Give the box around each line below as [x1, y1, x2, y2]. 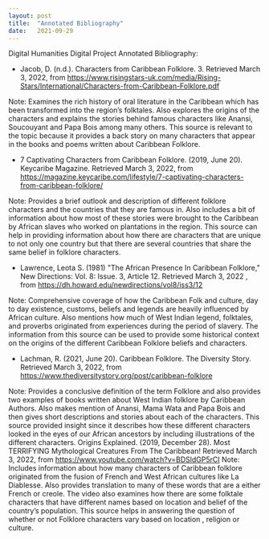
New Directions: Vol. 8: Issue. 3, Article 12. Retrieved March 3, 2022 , [19, 272, 248, 281]
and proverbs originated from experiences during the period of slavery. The [8, 321, 259, 331]
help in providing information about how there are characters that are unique [8, 231, 261, 240]
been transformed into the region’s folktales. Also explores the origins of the [8, 105, 260, 115]
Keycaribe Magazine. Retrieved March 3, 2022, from [19, 164, 194, 174]
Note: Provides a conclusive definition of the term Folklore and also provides [8, 386, 261, 396]
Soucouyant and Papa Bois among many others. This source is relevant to [8, 122, 253, 133]
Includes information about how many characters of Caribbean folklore [8, 463, 243, 473]
